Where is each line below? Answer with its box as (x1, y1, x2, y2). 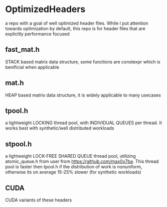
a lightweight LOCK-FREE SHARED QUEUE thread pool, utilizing (5, 153, 136, 159)
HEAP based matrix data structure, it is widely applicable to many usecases (5, 92, 161, 98)
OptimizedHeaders (5, 4, 86, 15)
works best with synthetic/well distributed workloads (5, 125, 114, 131)
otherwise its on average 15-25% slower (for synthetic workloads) (5, 169, 141, 175)
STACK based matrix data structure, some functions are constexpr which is (5, 59, 160, 65)
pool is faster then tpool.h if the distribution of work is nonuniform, (5, 164, 142, 170)
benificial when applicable (5, 64, 59, 70)
